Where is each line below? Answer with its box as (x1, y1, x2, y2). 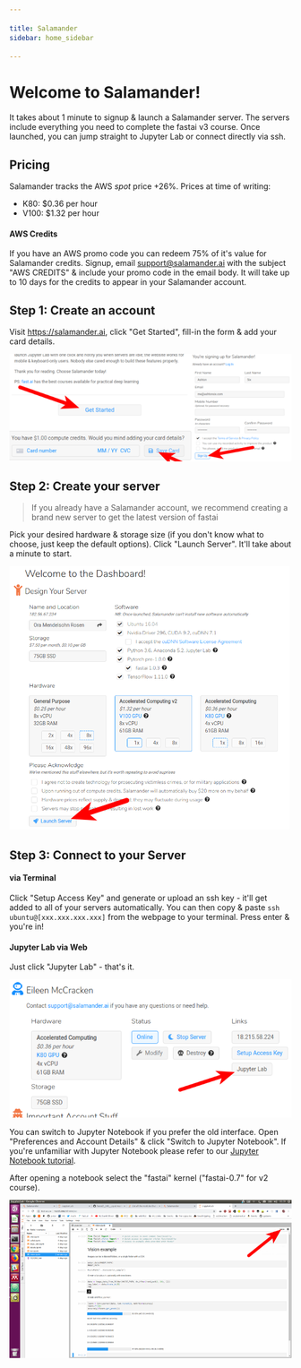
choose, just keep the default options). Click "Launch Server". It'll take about (9, 538, 292, 550)
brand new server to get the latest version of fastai (30, 512, 219, 523)
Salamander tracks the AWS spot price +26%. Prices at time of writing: (9, 181, 271, 192)
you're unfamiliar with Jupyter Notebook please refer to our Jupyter (9, 1145, 260, 1156)
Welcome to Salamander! (9, 82, 202, 103)
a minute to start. (9, 548, 73, 559)
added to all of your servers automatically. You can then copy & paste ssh (9, 902, 280, 913)
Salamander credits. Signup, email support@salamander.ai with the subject (9, 258, 287, 269)
